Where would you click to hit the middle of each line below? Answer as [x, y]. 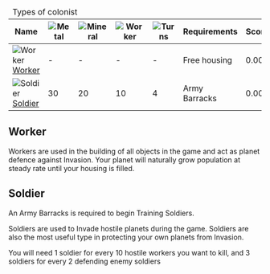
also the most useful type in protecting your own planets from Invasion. [126, 237]
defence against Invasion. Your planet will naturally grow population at [125, 159]
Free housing [208, 60]
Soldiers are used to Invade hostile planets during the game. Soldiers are [129, 228]
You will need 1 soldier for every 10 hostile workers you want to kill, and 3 [129, 252]
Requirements [211, 31]
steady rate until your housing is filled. [72, 168]
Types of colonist [45, 12]
